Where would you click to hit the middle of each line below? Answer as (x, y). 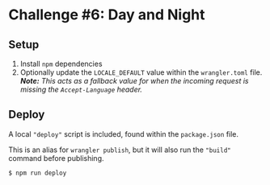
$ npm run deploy (38, 173)
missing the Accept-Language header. (81, 89)
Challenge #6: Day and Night (107, 15)
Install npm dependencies (61, 64)
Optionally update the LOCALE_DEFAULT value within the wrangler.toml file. (141, 72)
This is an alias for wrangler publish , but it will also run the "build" (120, 150)
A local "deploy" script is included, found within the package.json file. (124, 134)
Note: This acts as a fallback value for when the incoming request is (134, 81)
